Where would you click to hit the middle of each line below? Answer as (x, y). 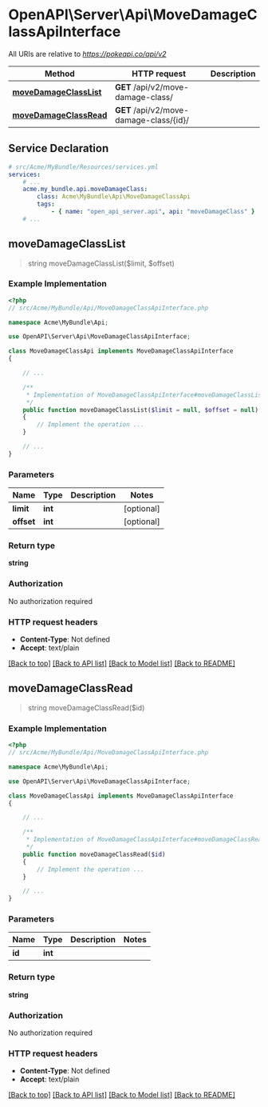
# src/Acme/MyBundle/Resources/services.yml (83, 167)
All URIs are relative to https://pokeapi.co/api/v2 (87, 54)
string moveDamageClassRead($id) (86, 707)
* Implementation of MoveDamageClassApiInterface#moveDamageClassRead (146, 840)
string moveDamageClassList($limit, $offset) (101, 263)
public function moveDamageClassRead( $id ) (94, 854)
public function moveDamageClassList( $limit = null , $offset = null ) (141, 410)
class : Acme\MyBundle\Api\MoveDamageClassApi (114, 197)
